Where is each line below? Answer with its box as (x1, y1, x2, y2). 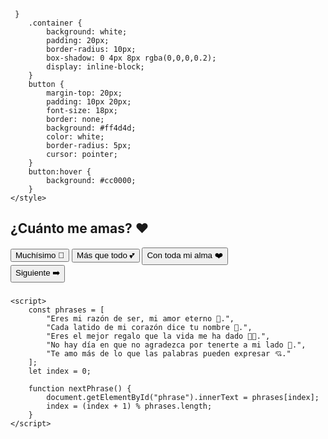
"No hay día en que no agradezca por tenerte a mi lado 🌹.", (46, 340, 307, 350)
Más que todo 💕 (76, 250, 135, 260)
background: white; (46, 27, 128, 37)
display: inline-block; (46, 62, 145, 72)
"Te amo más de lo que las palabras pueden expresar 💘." (46, 348, 292, 359)
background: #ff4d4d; (46, 123, 137, 133)
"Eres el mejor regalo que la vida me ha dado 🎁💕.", (46, 331, 271, 341)
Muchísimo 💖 (15, 250, 65, 260)
